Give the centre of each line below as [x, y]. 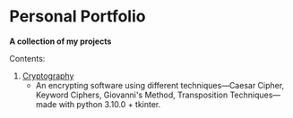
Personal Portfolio [78, 17]
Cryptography [48, 76]
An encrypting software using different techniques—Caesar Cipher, [160, 85]
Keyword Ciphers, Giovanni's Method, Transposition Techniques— [158, 95]
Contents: [27, 58]
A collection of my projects [60, 41]
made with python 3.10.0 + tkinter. [98, 104]
